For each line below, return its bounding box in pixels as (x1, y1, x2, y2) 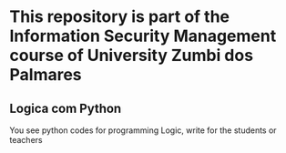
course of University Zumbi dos (9, 46, 253, 66)
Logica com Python (9, 100, 122, 116)
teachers (9, 135, 43, 145)
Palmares (9, 65, 82, 86)
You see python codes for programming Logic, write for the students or (9, 125, 277, 136)
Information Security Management (9, 25, 277, 46)
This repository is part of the (9, 6, 230, 27)
